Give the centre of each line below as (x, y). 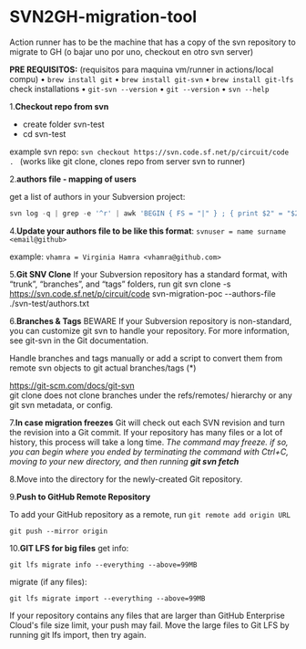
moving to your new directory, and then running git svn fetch (124, 461)
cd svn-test (44, 133)
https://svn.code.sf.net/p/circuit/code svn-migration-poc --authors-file (143, 293)
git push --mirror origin (58, 531)
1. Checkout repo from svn (59, 106)
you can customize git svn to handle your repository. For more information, (149, 330)
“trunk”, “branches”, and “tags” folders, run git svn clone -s (120, 284)
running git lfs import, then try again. (78, 634)
